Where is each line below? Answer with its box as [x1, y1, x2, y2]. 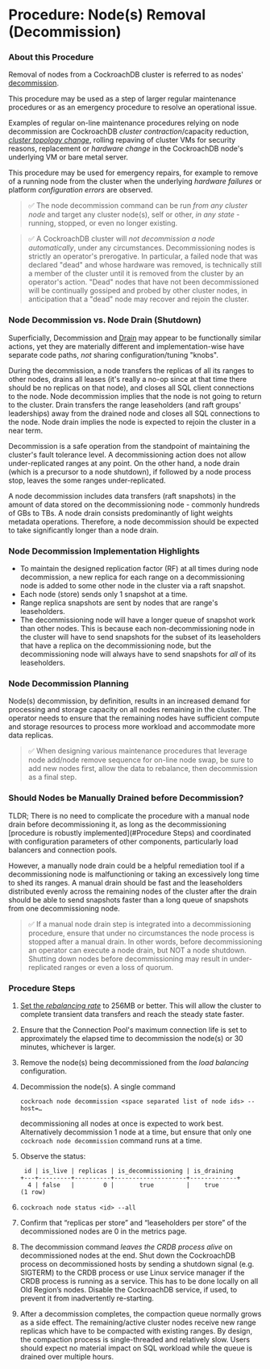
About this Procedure [8, 52, 94, 63]
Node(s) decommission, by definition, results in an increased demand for [8, 696, 251, 706]
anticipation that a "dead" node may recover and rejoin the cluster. [27, 294, 250, 304]
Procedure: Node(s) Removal [8, 6, 206, 24]
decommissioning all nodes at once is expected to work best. [19, 1118, 224, 1128]
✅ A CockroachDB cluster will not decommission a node [27, 234, 215, 243]
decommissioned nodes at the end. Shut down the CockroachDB [19, 1251, 236, 1260]
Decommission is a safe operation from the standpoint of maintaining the [8, 441, 251, 450]
